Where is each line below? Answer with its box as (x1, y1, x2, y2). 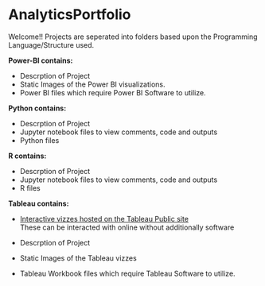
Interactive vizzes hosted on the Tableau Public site (19, 214, 189, 223)
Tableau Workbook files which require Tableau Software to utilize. (19, 269, 236, 278)
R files (19, 183, 41, 192)
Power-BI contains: (8, 56, 73, 65)
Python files (19, 135, 60, 145)
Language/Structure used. (8, 40, 95, 49)
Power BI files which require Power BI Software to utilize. (19, 87, 206, 97)
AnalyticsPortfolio (8, 6, 131, 24)
